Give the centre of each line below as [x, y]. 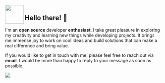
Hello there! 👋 [46, 18]
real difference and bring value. [37, 45]
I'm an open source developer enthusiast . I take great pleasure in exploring [82, 30]
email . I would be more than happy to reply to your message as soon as [78, 60]
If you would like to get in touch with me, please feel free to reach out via [80, 55]
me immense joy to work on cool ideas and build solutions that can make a [81, 40]
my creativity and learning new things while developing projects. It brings [80, 35]
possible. [14, 66]
